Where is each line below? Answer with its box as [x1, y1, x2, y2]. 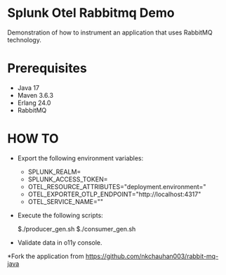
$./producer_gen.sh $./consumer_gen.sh [17, 224, 136, 233]
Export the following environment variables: [17, 153, 144, 162]
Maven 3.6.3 [17, 91, 54, 99]
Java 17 [17, 83, 40, 92]
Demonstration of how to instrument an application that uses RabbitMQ [7, 28, 213, 37]
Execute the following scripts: [17, 211, 103, 219]
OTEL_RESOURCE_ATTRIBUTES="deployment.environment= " [27, 182, 206, 191]
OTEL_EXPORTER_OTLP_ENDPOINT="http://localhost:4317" [27, 190, 201, 198]
